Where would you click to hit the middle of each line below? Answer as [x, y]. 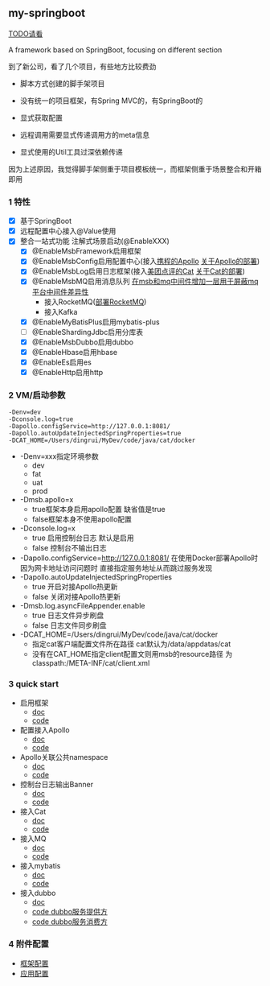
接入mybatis [40, 865]
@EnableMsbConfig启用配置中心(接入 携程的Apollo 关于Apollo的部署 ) [146, 262]
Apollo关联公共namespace [64, 757]
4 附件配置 [29, 944]
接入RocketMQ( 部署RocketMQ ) [95, 302]
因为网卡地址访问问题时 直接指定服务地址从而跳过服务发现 [116, 568]
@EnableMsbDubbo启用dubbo [83, 342]
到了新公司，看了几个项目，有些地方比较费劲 [82, 66]
